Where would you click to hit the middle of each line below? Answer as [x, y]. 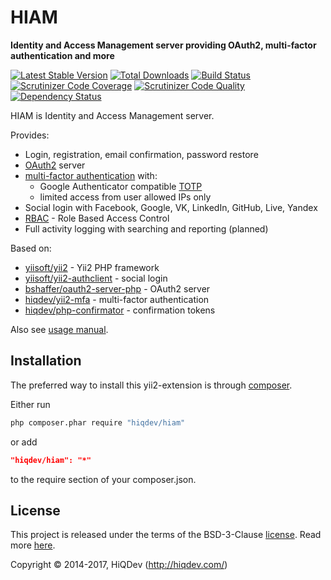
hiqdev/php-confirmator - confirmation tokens [120, 310]
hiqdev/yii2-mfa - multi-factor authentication [117, 299]
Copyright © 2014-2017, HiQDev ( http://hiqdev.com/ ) [119, 565]
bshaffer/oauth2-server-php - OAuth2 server [117, 288]
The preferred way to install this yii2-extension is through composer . [151, 385]
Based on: [31, 248]
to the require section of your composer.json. [103, 479]
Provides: [30, 135]
